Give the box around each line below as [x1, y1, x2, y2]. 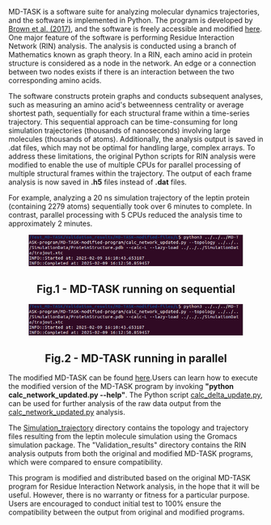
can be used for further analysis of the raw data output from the [8, 399, 222, 409]
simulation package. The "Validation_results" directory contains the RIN [8, 440, 247, 450]
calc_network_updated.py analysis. [8, 408, 125, 417]
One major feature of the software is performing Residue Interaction [8, 32, 235, 42]
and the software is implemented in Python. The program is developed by [8, 15, 253, 25]
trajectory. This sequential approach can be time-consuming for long [8, 117, 239, 126]
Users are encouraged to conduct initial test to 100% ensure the [8, 499, 222, 509]
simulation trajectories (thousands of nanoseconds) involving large [8, 125, 231, 135]
